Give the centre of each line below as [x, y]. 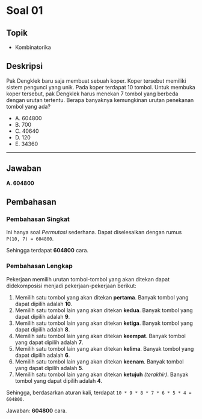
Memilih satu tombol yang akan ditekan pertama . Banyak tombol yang [102, 297]
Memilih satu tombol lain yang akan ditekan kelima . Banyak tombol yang [104, 348]
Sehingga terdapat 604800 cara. [47, 251]
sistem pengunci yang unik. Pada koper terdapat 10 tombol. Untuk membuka [101, 87]
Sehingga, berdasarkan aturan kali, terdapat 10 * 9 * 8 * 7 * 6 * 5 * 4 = [99, 392]
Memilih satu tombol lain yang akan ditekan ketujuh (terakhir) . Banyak [102, 374]
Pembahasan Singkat [38, 219]
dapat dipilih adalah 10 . [44, 304]
